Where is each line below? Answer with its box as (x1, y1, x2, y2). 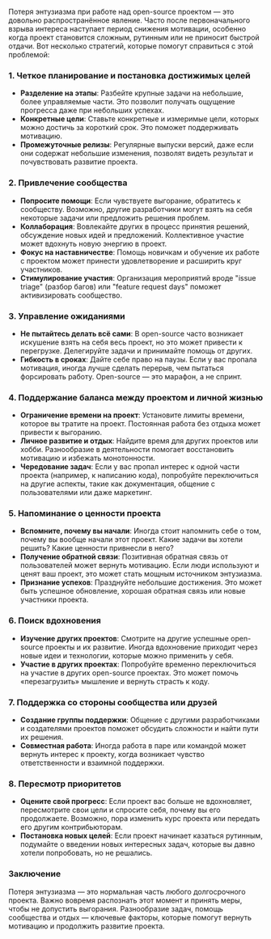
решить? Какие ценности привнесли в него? (19, 544, 174, 553)
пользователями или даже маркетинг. (19, 488, 152, 497)
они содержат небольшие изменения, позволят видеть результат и (19, 149, 253, 159)
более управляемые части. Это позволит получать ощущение (19, 97, 235, 107)
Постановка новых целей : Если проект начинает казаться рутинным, (19, 831, 263, 840)
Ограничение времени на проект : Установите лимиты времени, (19, 410, 245, 420)
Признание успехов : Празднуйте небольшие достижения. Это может (19, 577, 263, 587)
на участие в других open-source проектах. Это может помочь (19, 667, 239, 678)
